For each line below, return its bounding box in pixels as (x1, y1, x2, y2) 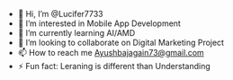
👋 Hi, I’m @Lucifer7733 (17, 9, 103, 19)
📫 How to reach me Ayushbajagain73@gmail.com (17, 48, 204, 58)
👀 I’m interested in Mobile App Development (17, 18, 182, 29)
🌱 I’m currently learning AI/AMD (17, 28, 136, 38)
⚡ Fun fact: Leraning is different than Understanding (17, 61, 211, 71)
